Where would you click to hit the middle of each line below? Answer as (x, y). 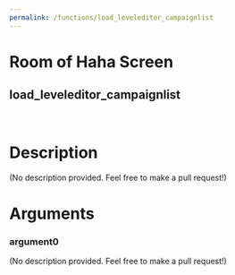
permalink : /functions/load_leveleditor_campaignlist (112, 17)
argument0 (34, 241)
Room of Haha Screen (92, 61)
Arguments (52, 214)
